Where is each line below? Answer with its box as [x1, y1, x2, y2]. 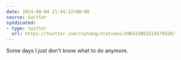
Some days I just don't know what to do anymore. [6, 47, 129, 54]
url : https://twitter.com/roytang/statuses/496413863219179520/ [11, 31, 176, 37]
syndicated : [6, 20, 36, 26]
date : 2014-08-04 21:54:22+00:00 [6, 8, 90, 15]
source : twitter [6, 14, 47, 20]
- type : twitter [6, 25, 47, 31]
